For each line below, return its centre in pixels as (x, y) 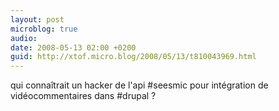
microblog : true (44, 29)
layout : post (37, 19)
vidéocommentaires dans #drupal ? (83, 96)
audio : (24, 38)
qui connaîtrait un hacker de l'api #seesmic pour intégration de (139, 85)
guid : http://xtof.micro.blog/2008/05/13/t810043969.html (133, 57)
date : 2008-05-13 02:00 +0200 (73, 47)
